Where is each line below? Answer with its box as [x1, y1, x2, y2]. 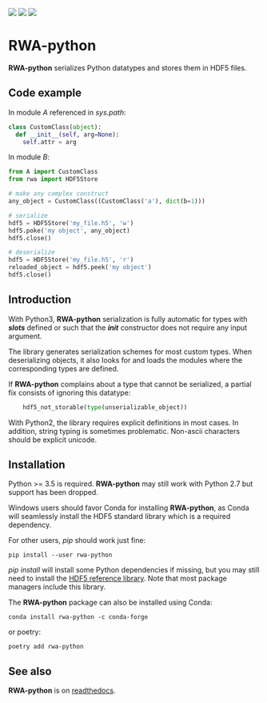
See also [8, 665, 52, 678]
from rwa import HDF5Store [8, 175, 98, 183]
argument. [8, 331, 42, 340]
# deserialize [8, 248, 56, 256]
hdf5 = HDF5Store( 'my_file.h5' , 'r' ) [8, 256, 134, 264]
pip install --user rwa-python [8, 551, 113, 560]
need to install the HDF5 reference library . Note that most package [8, 573, 228, 584]
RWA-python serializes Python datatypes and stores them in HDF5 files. [8, 62, 247, 72]
